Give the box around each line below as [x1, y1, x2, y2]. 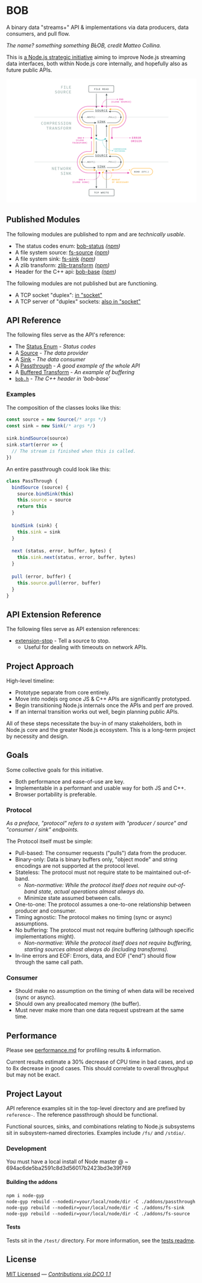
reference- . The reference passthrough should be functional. [6, 1111, 158, 1119]
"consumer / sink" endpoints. [6, 826, 79, 833]
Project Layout [6, 1088, 62, 1099]
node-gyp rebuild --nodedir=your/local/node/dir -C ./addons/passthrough [6, 1198, 196, 1204]
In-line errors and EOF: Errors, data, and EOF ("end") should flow [14, 952, 177, 960]
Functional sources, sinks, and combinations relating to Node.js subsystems [6, 1123, 195, 1130]
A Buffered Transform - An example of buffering [14, 369, 134, 376]
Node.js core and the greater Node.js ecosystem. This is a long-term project [6, 726, 196, 734]
